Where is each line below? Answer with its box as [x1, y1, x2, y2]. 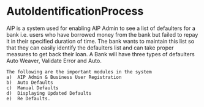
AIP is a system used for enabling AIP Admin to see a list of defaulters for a [6, 24, 196, 32]
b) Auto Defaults [6, 79, 53, 86]
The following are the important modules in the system [6, 68, 152, 75]
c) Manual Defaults [6, 84, 59, 91]
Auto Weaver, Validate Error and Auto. [6, 57, 102, 64]
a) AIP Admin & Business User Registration [6, 74, 122, 80]
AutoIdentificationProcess [6, 4, 144, 18]
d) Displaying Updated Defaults [6, 90, 92, 96]
